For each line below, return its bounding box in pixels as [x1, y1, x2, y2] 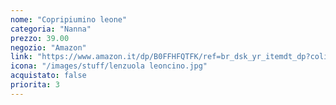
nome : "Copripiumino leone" [10, 14, 128, 25]
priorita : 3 [10, 80, 60, 90]
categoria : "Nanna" [10, 24, 92, 34]
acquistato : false [10, 71, 87, 81]
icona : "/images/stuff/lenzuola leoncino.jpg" [10, 61, 208, 71]
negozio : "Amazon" [10, 42, 87, 53]
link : [10, 52, 33, 62]
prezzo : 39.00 [10, 33, 70, 43]
